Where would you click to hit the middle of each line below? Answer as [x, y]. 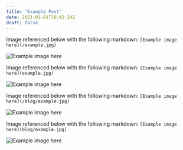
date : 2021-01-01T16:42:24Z [41, 17]
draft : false [22, 23]
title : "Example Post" [34, 12]
